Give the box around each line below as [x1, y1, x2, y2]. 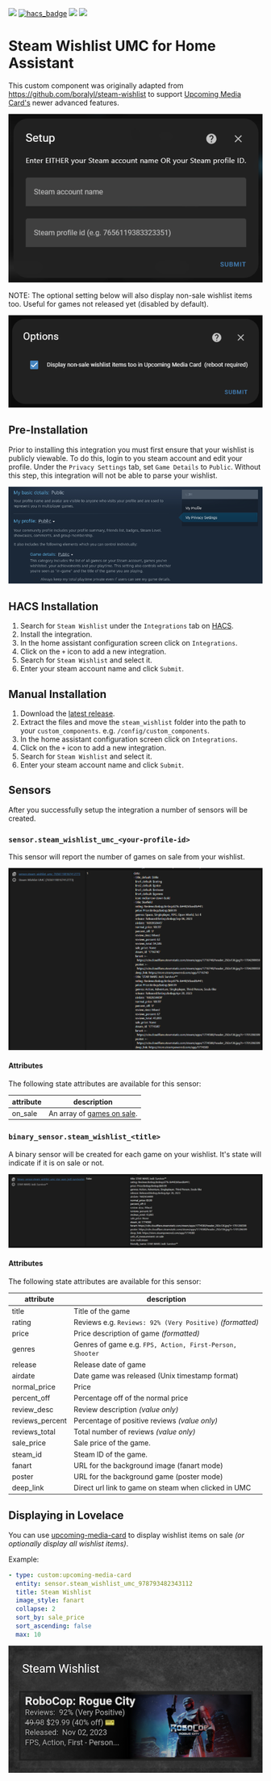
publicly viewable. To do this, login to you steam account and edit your [8, 453, 244, 463]
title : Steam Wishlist [15, 1588, 92, 1596]
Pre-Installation [8, 424, 89, 437]
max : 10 [15, 1630, 42, 1638]
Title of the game [73, 1306, 131, 1315]
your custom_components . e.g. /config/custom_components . [19, 726, 210, 736]
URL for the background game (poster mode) [73, 1472, 223, 1482]
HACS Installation [8, 600, 99, 613]
